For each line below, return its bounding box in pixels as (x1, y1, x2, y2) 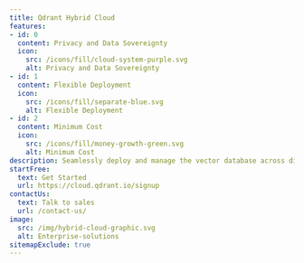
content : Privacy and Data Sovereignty (17, 38, 168, 48)
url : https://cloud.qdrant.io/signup (17, 182, 160, 191)
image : (9, 214, 34, 224)
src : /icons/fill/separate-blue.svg (25, 97, 165, 107)
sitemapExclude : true (9, 240, 91, 249)
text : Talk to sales (17, 198, 95, 208)
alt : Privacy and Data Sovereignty (25, 64, 160, 73)
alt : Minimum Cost (25, 147, 95, 156)
